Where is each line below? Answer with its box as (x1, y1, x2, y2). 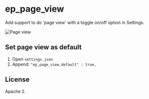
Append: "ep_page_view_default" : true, (12, 61, 97, 67)
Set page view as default (5, 43, 82, 52)
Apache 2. (5, 88, 26, 94)
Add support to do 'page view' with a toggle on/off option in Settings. (5, 20, 145, 25)
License (5, 76, 30, 84)
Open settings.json (12, 56, 53, 62)
